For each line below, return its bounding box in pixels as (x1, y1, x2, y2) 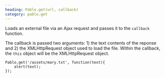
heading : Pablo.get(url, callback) (5, 7, 79, 12)
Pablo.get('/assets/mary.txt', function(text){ (5, 60, 106, 65)
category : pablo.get (5, 12, 48, 17)
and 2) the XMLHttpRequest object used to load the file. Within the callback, (5, 45, 161, 51)
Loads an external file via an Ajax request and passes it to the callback (5, 25, 150, 31)
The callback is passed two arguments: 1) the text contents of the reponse (5, 40, 157, 46)
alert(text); (14, 64, 41, 69)
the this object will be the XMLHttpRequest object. (5, 50, 110, 56)
